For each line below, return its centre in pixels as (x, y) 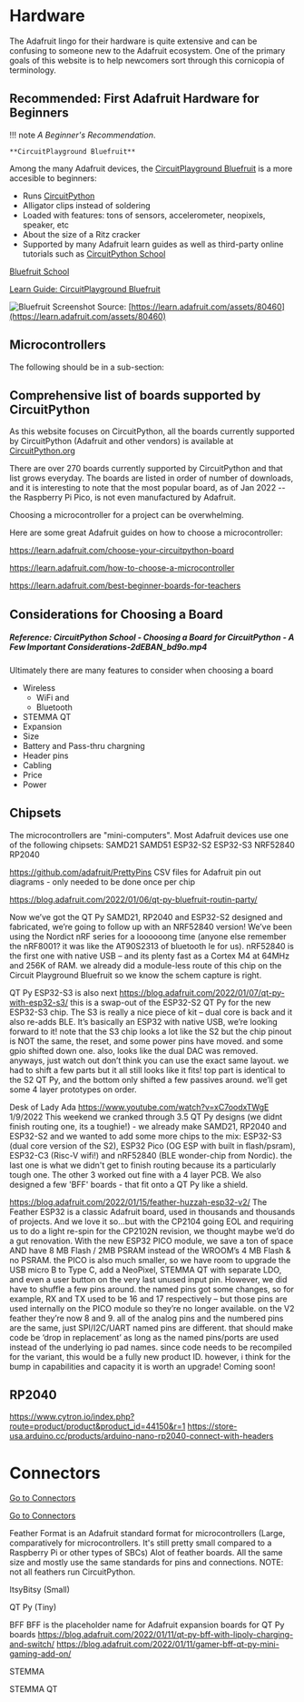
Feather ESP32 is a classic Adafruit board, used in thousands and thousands (152, 1211)
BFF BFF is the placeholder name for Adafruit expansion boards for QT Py (147, 1625)
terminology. (33, 70)
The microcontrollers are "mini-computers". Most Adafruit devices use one (149, 835)
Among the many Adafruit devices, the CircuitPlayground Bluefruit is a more (151, 168)
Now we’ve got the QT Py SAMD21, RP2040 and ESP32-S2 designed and (146, 917)
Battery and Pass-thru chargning (83, 745)
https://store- (212, 1426)
